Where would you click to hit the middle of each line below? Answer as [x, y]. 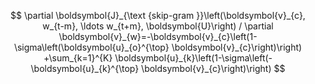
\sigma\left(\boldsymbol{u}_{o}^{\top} [91, 47]
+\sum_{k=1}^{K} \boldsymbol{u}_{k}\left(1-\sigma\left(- [158, 58]
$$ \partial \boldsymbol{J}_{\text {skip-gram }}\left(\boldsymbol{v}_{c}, [158, 15]
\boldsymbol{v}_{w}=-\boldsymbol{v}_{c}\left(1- [158, 36]
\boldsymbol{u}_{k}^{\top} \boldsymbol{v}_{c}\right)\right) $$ [158, 68]
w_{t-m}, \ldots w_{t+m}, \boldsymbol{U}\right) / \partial [158, 26]
